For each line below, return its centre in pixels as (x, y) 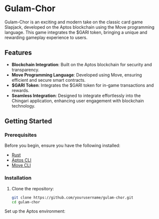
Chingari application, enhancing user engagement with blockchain (78, 101)
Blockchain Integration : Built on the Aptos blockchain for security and (82, 64)
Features (18, 53)
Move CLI (21, 165)
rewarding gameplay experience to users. (46, 37)
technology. (24, 106)
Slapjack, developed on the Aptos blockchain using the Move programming (79, 27)
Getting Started (28, 121)
